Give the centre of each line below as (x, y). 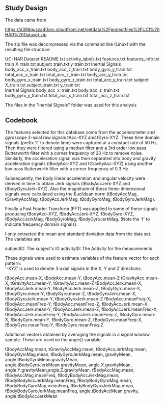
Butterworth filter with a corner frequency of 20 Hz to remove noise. (74, 153)
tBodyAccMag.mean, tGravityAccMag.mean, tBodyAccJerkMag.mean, (76, 349)
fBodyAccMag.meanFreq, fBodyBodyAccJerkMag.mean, (62, 375)
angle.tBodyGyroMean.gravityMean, (42, 359)
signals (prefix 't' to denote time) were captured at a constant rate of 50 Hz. (82, 142)
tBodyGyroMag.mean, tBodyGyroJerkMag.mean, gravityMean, (69, 354)
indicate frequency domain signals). (41, 224)
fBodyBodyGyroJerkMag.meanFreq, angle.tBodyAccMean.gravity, (72, 391)
